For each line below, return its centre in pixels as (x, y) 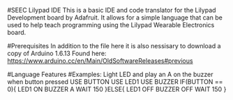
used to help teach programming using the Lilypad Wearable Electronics (111, 25)
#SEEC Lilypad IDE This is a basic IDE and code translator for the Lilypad (112, 10)
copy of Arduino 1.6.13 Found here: (57, 53)
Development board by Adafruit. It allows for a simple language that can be (115, 17)
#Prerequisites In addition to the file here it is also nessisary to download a (114, 46)
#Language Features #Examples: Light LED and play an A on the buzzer (111, 74)
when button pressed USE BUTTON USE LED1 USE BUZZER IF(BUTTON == (115, 82)
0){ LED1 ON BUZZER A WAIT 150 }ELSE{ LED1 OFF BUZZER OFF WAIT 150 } (117, 89)
